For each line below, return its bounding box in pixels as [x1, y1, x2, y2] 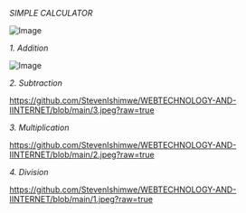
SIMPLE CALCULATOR [9, 8, 93, 18]
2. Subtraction [9, 78, 63, 88]
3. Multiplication [9, 122, 70, 133]
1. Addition [9, 42, 49, 53]
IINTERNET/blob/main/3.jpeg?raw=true [9, 105, 156, 116]
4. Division [9, 167, 49, 177]
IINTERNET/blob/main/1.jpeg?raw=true [9, 194, 154, 204]
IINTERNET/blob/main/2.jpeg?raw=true [9, 149, 156, 160]
